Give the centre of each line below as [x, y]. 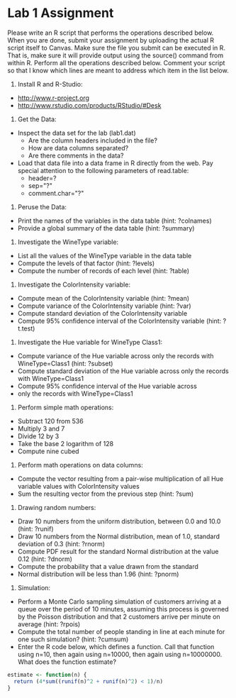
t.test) [26, 328]
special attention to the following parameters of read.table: [103, 170]
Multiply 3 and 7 [41, 428]
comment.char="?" [56, 193]
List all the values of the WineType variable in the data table [105, 255]
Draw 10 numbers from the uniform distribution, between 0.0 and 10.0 [119, 521]
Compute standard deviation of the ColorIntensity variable [102, 313]
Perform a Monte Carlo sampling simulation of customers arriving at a [119, 602]
